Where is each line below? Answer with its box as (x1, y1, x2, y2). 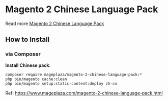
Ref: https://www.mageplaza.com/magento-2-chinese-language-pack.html (5, 90, 163, 96)
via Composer (5, 50, 41, 58)
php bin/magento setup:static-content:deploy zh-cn (5, 81, 117, 86)
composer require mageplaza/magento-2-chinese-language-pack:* (5, 72, 143, 77)
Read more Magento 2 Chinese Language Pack (5, 20, 104, 27)
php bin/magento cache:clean (5, 77, 67, 82)
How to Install (5, 35, 50, 44)
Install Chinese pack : (5, 62, 51, 68)
